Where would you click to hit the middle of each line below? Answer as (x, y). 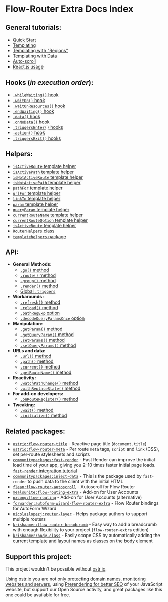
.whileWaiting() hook (35, 95)
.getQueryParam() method (47, 335)
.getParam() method (41, 329)
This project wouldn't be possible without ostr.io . (56, 569)
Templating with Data (35, 56)
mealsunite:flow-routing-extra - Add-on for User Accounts (75, 492)
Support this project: (39, 557)
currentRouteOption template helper (50, 220)
